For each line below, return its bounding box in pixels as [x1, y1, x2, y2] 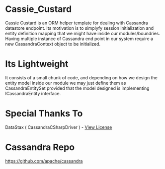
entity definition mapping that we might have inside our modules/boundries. [5, 30, 161, 36]
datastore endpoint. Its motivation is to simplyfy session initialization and [5, 25, 154, 31]
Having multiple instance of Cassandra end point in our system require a [5, 36, 153, 42]
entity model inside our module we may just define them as [5, 80, 126, 86]
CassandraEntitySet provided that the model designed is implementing [5, 85, 150, 91]
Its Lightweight [5, 58, 69, 70]
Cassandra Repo [5, 142, 75, 153]
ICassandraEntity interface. [5, 90, 61, 96]
